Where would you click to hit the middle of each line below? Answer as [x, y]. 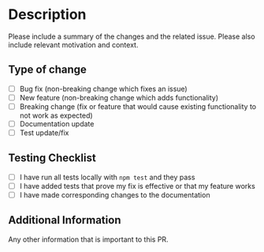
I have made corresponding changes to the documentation [115, 195]
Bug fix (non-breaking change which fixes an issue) [103, 88]
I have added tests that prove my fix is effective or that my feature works [138, 186]
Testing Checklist [52, 158]
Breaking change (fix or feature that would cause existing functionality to [138, 106]
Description [47, 15]
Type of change [47, 70]
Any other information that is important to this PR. [88, 239]
